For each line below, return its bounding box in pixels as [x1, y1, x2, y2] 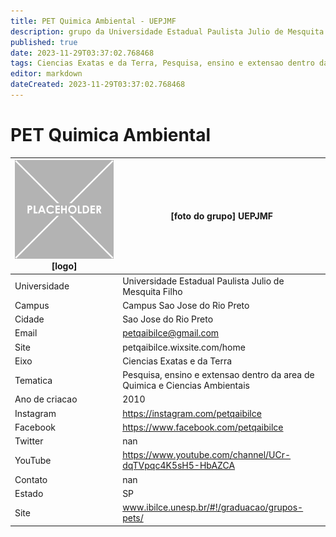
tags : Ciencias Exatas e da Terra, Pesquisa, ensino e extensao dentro [10, 58, 315, 69]
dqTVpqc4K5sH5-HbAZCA [122, 460, 236, 472]
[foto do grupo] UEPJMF [170, 210, 273, 222]
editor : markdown [10, 69, 83, 79]
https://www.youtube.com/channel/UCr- [122, 449, 292, 461]
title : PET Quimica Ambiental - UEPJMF [10, 16, 177, 26]
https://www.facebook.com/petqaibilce [122, 421, 284, 433]
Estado [14, 487, 44, 499]
